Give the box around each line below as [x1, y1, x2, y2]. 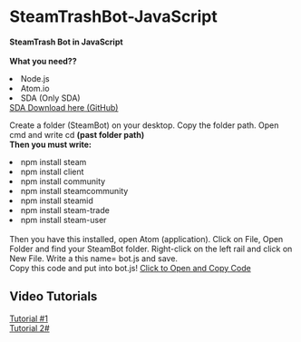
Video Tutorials [9, 288, 98, 305]
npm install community [21, 175, 106, 187]
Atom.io [21, 83, 50, 93]
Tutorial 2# [9, 322, 50, 333]
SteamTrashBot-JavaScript [9, 6, 218, 27]
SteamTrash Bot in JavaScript [9, 36, 124, 47]
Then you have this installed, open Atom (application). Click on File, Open [9, 233, 284, 244]
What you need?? [9, 55, 77, 66]
